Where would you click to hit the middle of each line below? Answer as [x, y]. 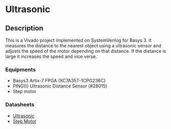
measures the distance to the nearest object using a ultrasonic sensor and [83, 46]
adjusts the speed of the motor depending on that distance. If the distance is [86, 51]
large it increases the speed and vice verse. [51, 56]
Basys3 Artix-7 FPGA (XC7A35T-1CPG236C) [59, 81]
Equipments [21, 70]
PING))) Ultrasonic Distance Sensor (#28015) [60, 86]
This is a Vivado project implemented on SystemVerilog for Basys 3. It [78, 40]
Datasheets [20, 105]
